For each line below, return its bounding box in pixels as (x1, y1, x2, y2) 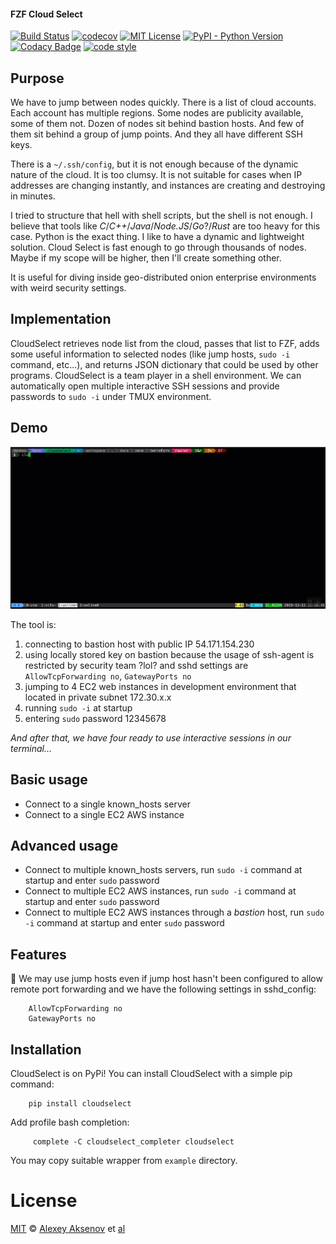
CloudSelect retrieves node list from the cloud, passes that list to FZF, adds (10, 337, 320, 349)
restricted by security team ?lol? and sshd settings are (24, 659, 249, 671)
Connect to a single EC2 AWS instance (24, 808, 185, 820)
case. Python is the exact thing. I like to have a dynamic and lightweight (10, 231, 305, 243)
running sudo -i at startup (24, 701, 133, 714)
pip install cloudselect (28, 1099, 132, 1109)
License (10, 1190, 78, 1212)
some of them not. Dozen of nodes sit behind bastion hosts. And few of (10, 118, 305, 130)
